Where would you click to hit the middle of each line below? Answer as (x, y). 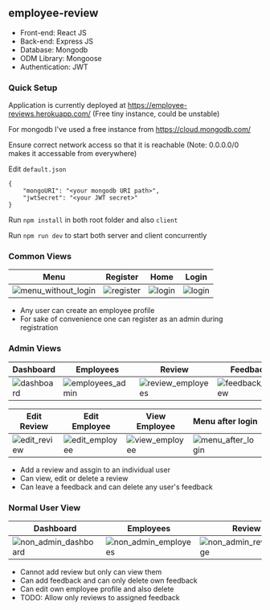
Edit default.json (37, 169)
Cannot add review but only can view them (91, 572)
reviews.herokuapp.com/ (49, 114)
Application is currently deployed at (67, 105)
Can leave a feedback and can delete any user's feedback (116, 487)
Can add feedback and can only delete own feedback (109, 580)
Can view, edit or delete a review (74, 478)
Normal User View (45, 508)
